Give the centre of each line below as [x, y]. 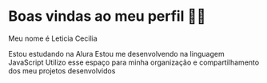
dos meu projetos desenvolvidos [62, 70]
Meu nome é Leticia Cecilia [53, 38]
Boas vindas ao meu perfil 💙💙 [107, 16]
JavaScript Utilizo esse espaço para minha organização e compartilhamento [134, 62]
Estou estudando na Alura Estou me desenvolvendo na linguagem [117, 53]
